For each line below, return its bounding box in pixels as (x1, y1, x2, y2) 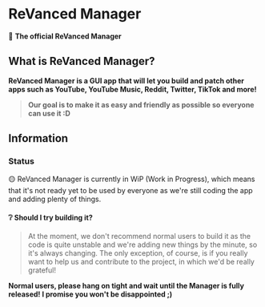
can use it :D (27, 108, 70, 118)
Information (8, 131, 69, 145)
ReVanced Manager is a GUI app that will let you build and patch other (8, 75, 244, 85)
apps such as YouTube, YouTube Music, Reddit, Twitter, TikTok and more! (8, 84, 257, 94)
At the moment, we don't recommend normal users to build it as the (27, 231, 251, 240)
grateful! (27, 265, 56, 275)
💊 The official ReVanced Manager (8, 31, 122, 41)
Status (8, 156, 34, 167)
